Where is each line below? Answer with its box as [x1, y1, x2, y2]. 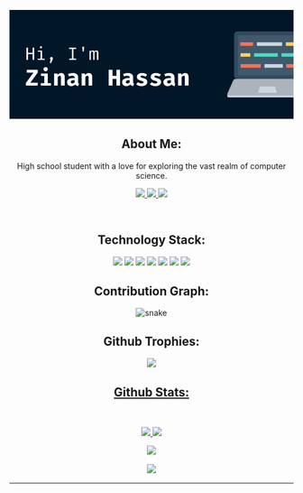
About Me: [121, 136, 182, 152]
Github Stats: [114, 385, 189, 400]
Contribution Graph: [94, 284, 209, 299]
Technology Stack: [97, 232, 206, 247]
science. [135, 170, 168, 181]
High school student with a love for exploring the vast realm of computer [16, 160, 287, 172]
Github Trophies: [103, 333, 200, 349]
